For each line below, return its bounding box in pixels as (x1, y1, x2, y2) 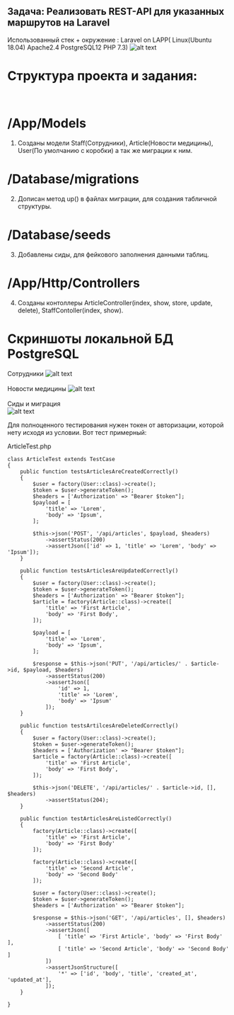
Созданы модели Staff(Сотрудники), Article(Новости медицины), (17, 138, 213, 147)
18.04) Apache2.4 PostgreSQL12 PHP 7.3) (7, 42, 129, 52)
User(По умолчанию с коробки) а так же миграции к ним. (17, 146, 193, 154)
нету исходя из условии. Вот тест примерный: (7, 428, 147, 436)
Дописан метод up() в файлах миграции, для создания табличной (17, 194, 217, 203)
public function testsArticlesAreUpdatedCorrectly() (20, 567, 179, 574)
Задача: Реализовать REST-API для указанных (7, 6, 225, 18)
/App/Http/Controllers (7, 276, 140, 291)
